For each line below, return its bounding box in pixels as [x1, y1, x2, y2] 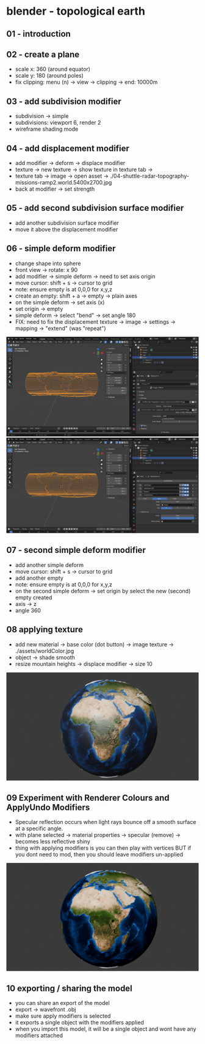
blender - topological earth [6, 4, 145, 18]
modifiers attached [15, 1032, 63, 1039]
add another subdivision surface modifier [15, 219, 120, 227]
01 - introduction [6, 29, 71, 39]
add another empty [15, 574, 64, 582]
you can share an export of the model [15, 999, 110, 1007]
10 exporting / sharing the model [6, 983, 132, 993]
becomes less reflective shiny [15, 838, 90, 845]
